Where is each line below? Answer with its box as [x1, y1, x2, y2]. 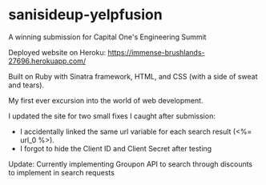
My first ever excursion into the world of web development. [8, 95, 204, 105]
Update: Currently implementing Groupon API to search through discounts [8, 159, 253, 169]
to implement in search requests [8, 167, 115, 177]
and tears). [8, 80, 45, 90]
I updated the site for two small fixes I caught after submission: [8, 111, 216, 121]
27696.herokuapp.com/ [8, 56, 87, 66]
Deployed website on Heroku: [8, 47, 107, 57]
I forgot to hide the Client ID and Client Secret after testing [19, 143, 212, 153]
